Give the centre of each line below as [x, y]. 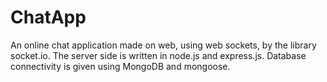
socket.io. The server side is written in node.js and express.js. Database [158, 55]
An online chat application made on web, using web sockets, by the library [163, 45]
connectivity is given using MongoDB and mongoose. [120, 66]
